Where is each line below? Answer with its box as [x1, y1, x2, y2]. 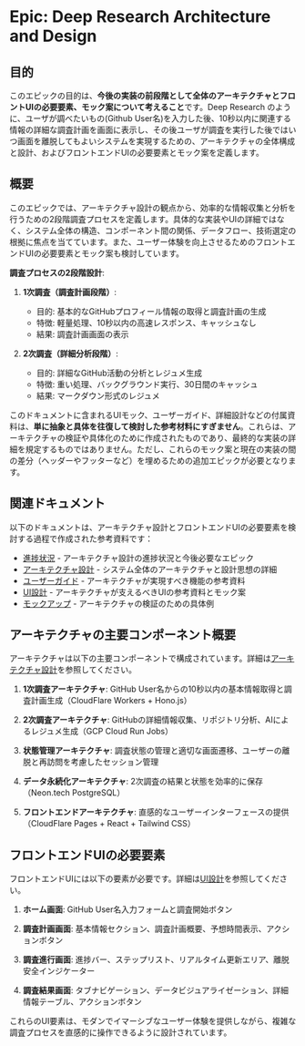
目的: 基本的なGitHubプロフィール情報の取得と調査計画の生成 [36, 305, 267, 316]
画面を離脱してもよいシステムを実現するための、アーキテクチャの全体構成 [16, 136, 296, 147]
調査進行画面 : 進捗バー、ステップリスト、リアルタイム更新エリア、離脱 [22, 954, 290, 965]
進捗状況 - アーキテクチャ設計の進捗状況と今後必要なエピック [22, 552, 255, 563]
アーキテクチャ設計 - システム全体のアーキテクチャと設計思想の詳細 [22, 563, 278, 575]
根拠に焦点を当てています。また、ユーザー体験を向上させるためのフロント [9, 236, 289, 247]
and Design [9, 26, 97, 46]
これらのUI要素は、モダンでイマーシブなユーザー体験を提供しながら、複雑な [9, 1016, 297, 1027]
